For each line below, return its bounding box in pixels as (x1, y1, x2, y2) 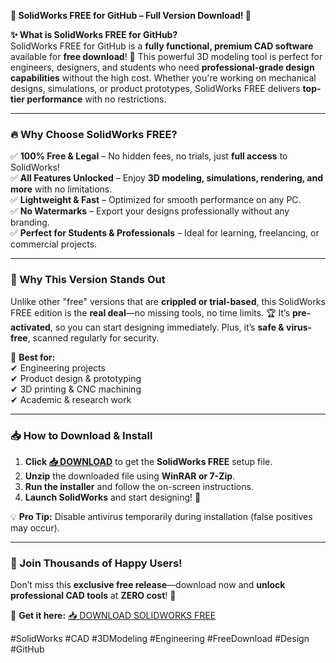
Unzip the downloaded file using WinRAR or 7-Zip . (24, 470, 236, 482)
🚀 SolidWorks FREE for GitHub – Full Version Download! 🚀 (10, 10, 252, 21)
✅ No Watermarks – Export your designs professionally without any (10, 205, 290, 217)
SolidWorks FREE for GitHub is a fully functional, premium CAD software (10, 40, 314, 52)
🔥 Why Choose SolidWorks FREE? (10, 127, 178, 141)
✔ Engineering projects (10, 361, 106, 374)
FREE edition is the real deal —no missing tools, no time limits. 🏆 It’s (10, 306, 291, 319)
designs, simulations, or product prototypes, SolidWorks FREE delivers (10, 83, 301, 94)
